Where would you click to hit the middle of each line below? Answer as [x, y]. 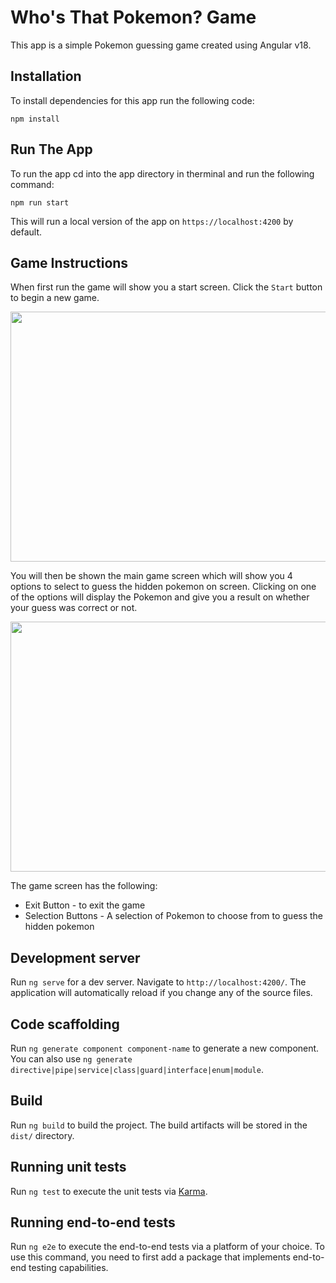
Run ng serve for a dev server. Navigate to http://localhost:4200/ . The [158, 982]
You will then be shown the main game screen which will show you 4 [151, 576]
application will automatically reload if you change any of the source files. [161, 993]
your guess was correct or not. [74, 608]
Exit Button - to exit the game [85, 905]
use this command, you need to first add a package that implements [150, 1257]
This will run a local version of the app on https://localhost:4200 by [152, 221]
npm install [35, 119]
